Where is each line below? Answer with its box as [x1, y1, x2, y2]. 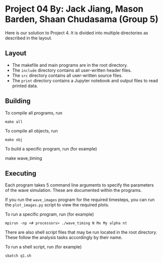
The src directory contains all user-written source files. [12, 72, 123, 78]
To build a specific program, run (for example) [5, 146, 97, 151]
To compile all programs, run [5, 110, 63, 115]
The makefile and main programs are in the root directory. [12, 62, 128, 68]
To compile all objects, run [5, 128, 58, 133]
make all [5, 119, 23, 124]
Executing [5, 169, 36, 177]
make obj [5, 137, 23, 142]
